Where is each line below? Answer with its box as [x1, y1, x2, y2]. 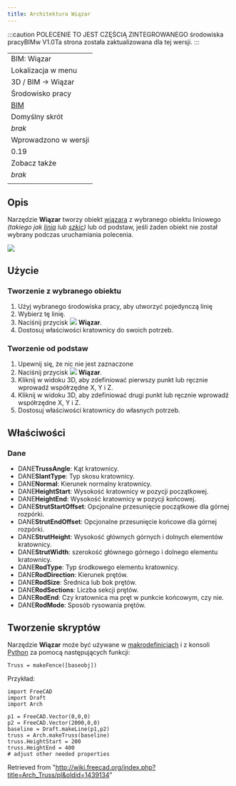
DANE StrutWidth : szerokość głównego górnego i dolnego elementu [17, 548, 218, 556]
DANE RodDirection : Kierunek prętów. [17, 571, 128, 579]
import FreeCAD [7, 688, 53, 695]
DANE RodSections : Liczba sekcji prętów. [17, 586, 139, 594]
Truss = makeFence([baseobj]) [7, 661, 98, 669]
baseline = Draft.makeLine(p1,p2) [7, 725, 111, 733]
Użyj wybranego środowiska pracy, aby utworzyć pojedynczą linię [17, 302, 212, 311]
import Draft [7, 694, 46, 701]
